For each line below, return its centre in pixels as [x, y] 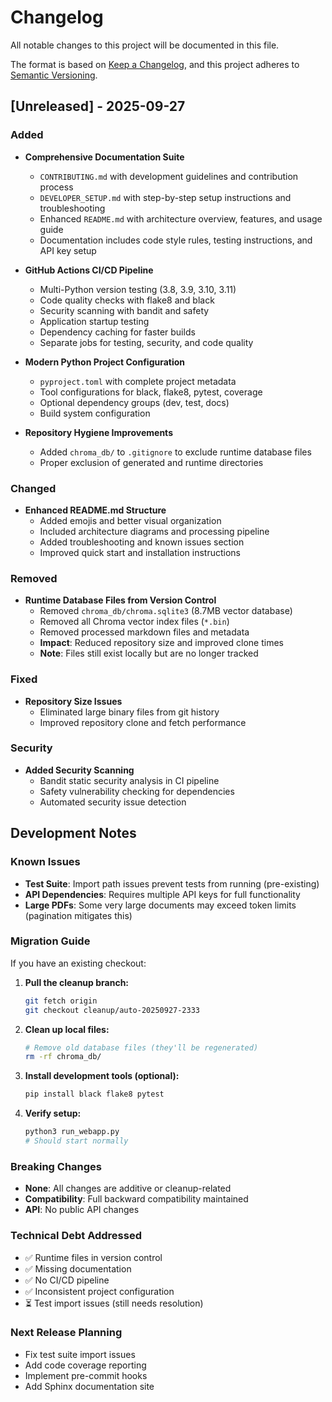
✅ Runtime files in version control [93, 1257]
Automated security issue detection [113, 802]
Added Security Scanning [79, 770]
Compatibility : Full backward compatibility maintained [136, 1199]
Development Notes [73, 833]
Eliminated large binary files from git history [129, 712]
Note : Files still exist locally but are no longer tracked [149, 653]
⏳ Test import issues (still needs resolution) [114, 1303]
